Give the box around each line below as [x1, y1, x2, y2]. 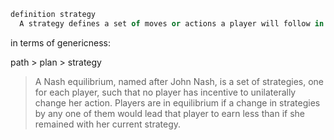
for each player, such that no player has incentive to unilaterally [34, 86, 297, 98]
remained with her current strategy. [34, 118, 182, 130]
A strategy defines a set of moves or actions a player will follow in [19, 18, 325, 29]
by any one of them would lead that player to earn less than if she [34, 107, 305, 119]
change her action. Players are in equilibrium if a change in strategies [34, 96, 321, 109]
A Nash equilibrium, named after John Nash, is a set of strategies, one [34, 75, 324, 87]
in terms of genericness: [10, 36, 112, 49]
